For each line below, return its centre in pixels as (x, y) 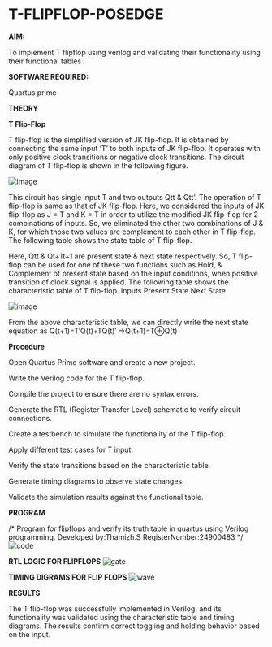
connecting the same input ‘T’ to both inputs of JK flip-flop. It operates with (135, 148)
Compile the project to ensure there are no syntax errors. (104, 393)
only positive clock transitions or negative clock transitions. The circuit (126, 157)
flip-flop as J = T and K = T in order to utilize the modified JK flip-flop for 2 (133, 214)
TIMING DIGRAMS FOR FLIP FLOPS (68, 577)
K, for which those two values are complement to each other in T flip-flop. (132, 232)
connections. (30, 418)
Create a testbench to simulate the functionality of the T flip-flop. (117, 434)
